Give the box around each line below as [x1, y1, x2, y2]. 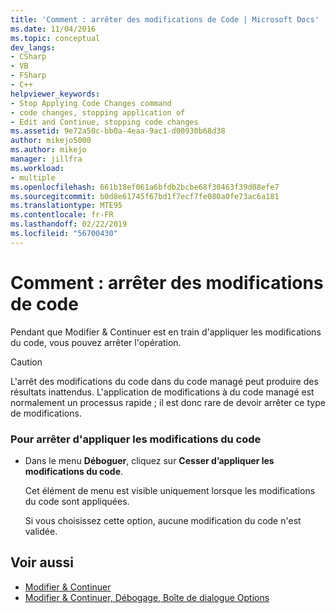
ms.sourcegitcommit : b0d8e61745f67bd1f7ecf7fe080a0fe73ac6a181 [10, 191, 280, 201]
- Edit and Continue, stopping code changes [10, 117, 199, 127]
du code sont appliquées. [24, 495, 130, 507]
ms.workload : [10, 163, 65, 173]
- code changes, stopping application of [10, 107, 186, 118]
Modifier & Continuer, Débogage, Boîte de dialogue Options [24, 591, 270, 603]
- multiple [10, 172, 56, 183]
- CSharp [10, 52, 47, 62]
